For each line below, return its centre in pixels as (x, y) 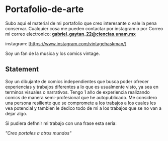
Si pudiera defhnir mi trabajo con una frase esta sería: (61, 123)
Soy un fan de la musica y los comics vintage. (53, 53)
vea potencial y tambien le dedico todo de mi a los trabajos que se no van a (83, 108)
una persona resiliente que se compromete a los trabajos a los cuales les (81, 103)
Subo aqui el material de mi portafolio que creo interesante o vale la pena (81, 23)
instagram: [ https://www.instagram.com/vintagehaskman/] (66, 43)
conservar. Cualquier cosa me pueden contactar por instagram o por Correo (84, 28)
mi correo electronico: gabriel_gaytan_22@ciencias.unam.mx (70, 34)
